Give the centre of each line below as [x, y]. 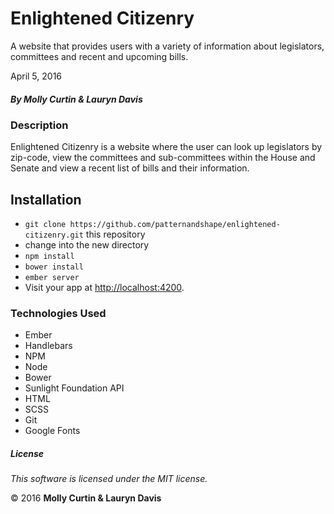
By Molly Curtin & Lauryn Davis [76, 99]
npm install [49, 257]
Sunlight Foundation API [74, 388]
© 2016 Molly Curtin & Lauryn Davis [86, 498]
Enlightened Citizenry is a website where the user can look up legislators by [166, 147]
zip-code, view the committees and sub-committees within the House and [163, 158]
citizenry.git [54, 235]
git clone [45, 225]
